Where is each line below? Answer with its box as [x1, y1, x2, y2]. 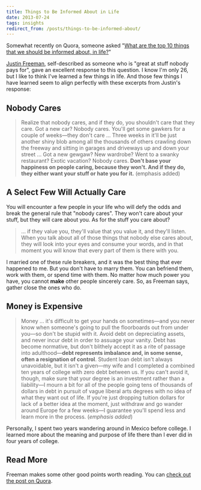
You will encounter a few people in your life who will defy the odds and [6, 203, 181, 210]
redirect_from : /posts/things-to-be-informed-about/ [6, 25, 141, 32]
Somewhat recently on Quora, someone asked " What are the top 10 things [6, 42, 190, 49]
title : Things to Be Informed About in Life [6, 8, 119, 15]
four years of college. [6, 437, 59, 444]
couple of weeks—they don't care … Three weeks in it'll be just [20, 132, 177, 139]
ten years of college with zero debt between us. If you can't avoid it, [20, 368, 190, 375]
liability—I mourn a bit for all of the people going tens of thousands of [20, 381, 193, 388]
